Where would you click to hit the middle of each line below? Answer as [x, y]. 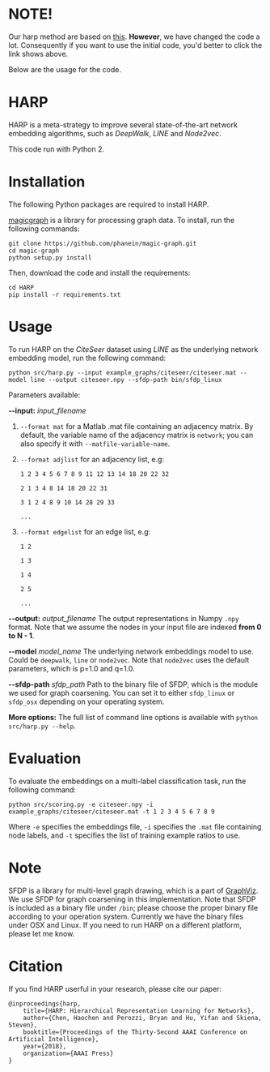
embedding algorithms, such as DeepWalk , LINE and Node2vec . [115, 133]
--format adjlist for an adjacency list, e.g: [92, 459]
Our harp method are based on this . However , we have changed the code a [134, 36]
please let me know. [42, 933]
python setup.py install [50, 257]
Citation [36, 966]
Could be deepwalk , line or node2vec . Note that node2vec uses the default [129, 660]
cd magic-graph [34, 251]
